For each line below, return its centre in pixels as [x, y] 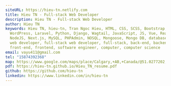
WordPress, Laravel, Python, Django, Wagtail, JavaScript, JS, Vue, [84, 33]
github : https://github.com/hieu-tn [44, 71]
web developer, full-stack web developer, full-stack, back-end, [81, 43]
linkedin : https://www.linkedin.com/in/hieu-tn [57, 76]
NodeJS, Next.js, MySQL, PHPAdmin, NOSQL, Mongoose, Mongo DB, [78, 38]
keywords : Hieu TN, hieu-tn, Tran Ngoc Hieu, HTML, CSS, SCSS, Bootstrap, [86, 29]
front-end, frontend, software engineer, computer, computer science [85, 48]
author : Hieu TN [22, 24]
